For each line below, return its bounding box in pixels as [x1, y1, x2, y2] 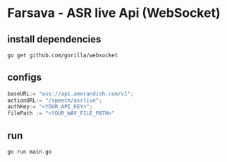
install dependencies [7, 33, 102, 45]
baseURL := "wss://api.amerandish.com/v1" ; [7, 90, 134, 97]
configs [7, 71, 42, 83]
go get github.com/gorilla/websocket [7, 52, 118, 59]
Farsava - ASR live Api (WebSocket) [7, 5, 221, 21]
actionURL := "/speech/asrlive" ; [7, 97, 102, 104]
